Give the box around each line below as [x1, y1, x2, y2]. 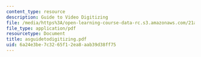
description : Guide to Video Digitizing [6, 14, 109, 20]
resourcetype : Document [6, 31, 66, 37]
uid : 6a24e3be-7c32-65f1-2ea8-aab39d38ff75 [6, 42, 117, 48]
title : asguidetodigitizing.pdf [6, 36, 87, 42]
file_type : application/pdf [6, 25, 77, 31]
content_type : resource [6, 8, 66, 15]
